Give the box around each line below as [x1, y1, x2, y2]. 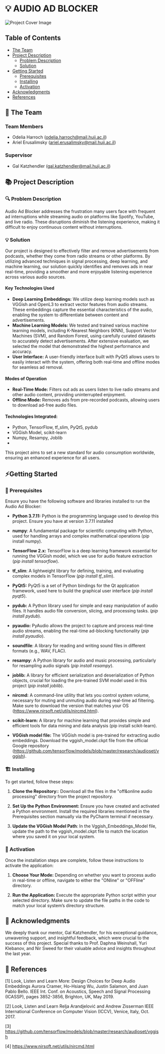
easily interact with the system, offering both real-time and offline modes [12, 359, 160, 365]
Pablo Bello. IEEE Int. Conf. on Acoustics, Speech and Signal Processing [5, 988, 151, 994]
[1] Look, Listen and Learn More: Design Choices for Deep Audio [5, 978, 136, 984]
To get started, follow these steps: [5, 779, 75, 785]
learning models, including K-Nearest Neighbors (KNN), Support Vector [12, 327, 157, 333]
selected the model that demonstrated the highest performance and [12, 343, 150, 349]
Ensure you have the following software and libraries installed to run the [5, 498, 150, 504]
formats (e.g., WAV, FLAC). [12, 648, 66, 654]
